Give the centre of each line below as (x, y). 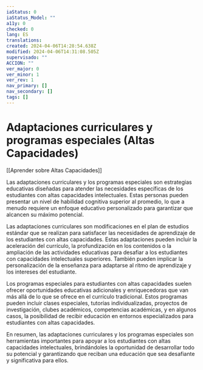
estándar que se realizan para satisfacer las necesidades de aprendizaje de (101, 233)
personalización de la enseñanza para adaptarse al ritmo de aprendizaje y (99, 265)
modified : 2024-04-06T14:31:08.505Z (53, 52)
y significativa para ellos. (37, 360)
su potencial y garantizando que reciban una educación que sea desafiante (101, 354)
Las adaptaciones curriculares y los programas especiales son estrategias (99, 182)
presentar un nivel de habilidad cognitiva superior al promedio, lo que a (95, 201)
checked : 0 (20, 29)
